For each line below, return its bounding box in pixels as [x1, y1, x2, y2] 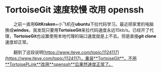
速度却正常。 [5, 39, 31, 45]
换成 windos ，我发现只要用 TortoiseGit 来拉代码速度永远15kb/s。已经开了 [5, 27, 150, 33]
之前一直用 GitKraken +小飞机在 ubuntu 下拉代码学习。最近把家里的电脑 [14, 21, 154, 27]
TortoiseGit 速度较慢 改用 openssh [5, 4, 144, 15]
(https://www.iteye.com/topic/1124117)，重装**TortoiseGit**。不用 [5, 55, 137, 61]
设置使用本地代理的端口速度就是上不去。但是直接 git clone [40, 33, 157, 39]
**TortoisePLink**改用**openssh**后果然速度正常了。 [5, 61, 113, 67]
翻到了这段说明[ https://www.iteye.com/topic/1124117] [14, 49, 119, 55]
